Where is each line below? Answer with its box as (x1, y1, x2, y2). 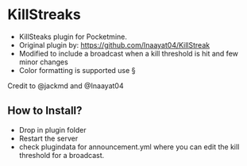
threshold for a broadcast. (18, 150, 105, 160)
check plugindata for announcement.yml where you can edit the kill (18, 141, 240, 152)
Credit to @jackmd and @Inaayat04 (7, 81, 124, 91)
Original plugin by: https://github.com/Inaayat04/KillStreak (18, 40, 210, 49)
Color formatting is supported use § (18, 65, 136, 75)
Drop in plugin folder (18, 125, 87, 134)
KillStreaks (7, 6, 81, 24)
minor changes (18, 57, 68, 67)
